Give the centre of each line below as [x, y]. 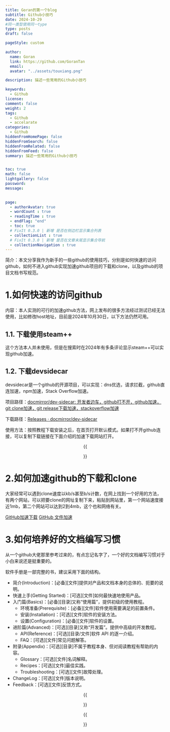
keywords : [16, 90]
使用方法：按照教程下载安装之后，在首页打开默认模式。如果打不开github [81, 430]
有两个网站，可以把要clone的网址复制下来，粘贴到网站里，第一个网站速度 [82, 500]
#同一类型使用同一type [26, 24]
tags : [11, 113]
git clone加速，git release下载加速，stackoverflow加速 [62, 408]
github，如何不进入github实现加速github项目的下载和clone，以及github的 [82, 266]
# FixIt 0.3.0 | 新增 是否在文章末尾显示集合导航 [58, 240]
